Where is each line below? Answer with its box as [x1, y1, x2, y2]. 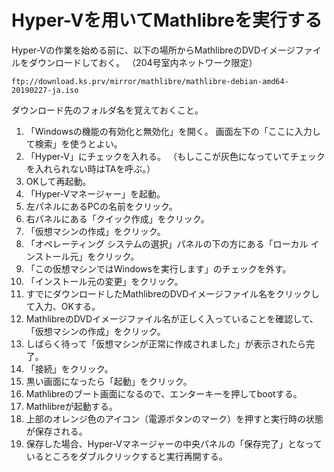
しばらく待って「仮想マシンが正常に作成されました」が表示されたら [25, 337, 307, 350]
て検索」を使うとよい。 [25, 137, 123, 150]
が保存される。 [25, 425, 88, 437]
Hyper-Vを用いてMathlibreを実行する [11, 9, 323, 32]
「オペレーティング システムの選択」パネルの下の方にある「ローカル [25, 237, 309, 250]
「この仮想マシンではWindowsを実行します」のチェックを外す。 [25, 262, 292, 275]
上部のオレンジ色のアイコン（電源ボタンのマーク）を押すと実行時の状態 [25, 412, 324, 425]
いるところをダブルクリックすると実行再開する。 [25, 450, 228, 462]
